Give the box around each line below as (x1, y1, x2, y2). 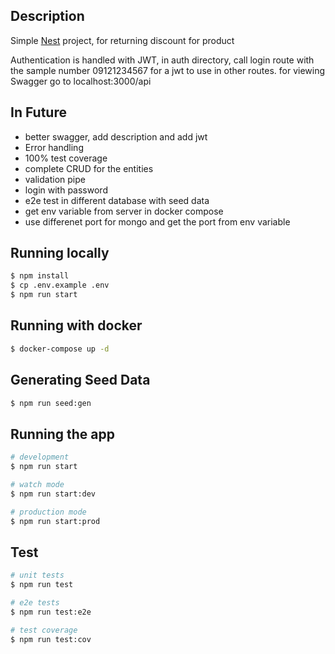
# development (10, 452, 70, 463)
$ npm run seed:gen (10, 398, 92, 408)
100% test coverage (24, 152, 108, 164)
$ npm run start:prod (10, 516, 101, 526)
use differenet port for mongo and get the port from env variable (24, 215, 291, 228)
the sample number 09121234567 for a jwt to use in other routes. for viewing (10, 64, 326, 76)
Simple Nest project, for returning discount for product (10, 34, 235, 46)
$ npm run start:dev (10, 489, 97, 499)
